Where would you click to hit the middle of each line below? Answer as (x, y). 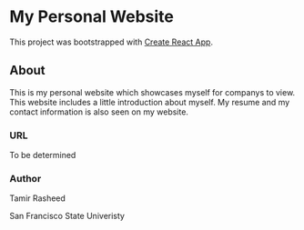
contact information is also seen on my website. (99, 112)
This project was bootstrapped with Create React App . (111, 42)
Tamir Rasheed (38, 198)
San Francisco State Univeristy (67, 216)
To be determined (43, 155)
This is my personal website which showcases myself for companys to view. (152, 92)
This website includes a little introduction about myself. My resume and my (150, 102)
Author (25, 178)
